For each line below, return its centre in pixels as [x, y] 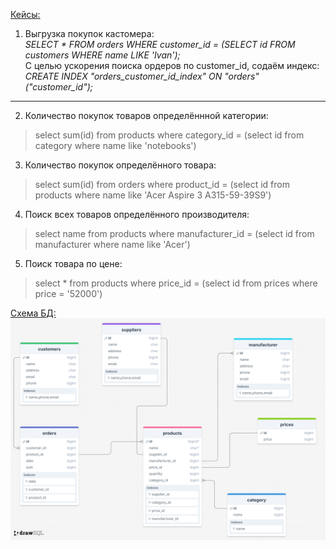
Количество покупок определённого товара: [120, 165]
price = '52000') [68, 293]
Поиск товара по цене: [73, 263]
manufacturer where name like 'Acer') [112, 244]
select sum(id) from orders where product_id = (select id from [162, 184]
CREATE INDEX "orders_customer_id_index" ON [123, 76]
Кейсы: [25, 14]
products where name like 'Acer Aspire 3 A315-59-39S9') [153, 195]
